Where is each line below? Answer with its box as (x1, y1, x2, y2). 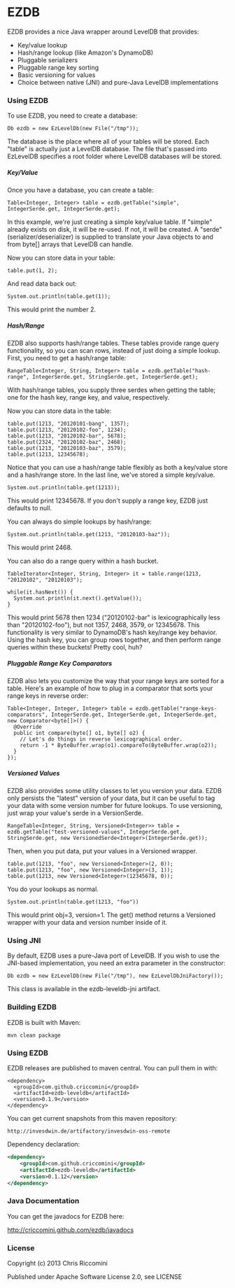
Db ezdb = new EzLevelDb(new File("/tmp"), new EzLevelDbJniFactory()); (7, 972, 224, 980)
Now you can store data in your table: (7, 253, 115, 262)
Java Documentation (7, 1196, 80, 1206)
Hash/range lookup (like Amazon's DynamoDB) (17, 48, 154, 57)
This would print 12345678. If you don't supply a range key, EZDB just (7, 496, 208, 505)
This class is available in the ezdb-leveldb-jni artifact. (7, 985, 161, 993)
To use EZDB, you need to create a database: (7, 111, 138, 120)
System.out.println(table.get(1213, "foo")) (7, 899, 139, 906)
